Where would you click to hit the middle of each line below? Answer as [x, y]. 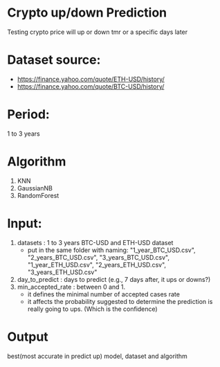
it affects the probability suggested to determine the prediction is [120, 301]
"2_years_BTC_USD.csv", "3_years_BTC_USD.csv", [99, 257]
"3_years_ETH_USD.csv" [62, 272]
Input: [25, 223]
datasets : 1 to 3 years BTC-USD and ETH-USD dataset [95, 242]
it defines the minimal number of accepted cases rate [103, 294]
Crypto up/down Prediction [87, 13]
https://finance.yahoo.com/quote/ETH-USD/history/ [91, 79]
